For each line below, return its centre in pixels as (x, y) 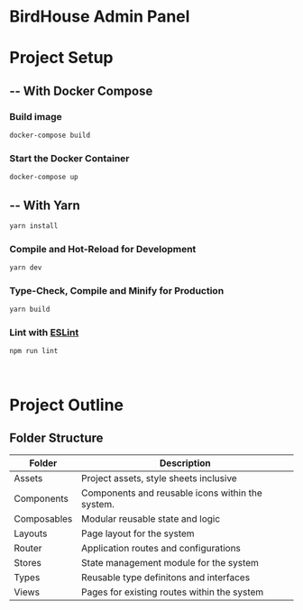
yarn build (30, 310)
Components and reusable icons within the (172, 493)
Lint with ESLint (44, 332)
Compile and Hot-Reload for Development (103, 249)
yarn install (34, 226)
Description (185, 463)
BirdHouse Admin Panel (100, 17)
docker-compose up (44, 178)
